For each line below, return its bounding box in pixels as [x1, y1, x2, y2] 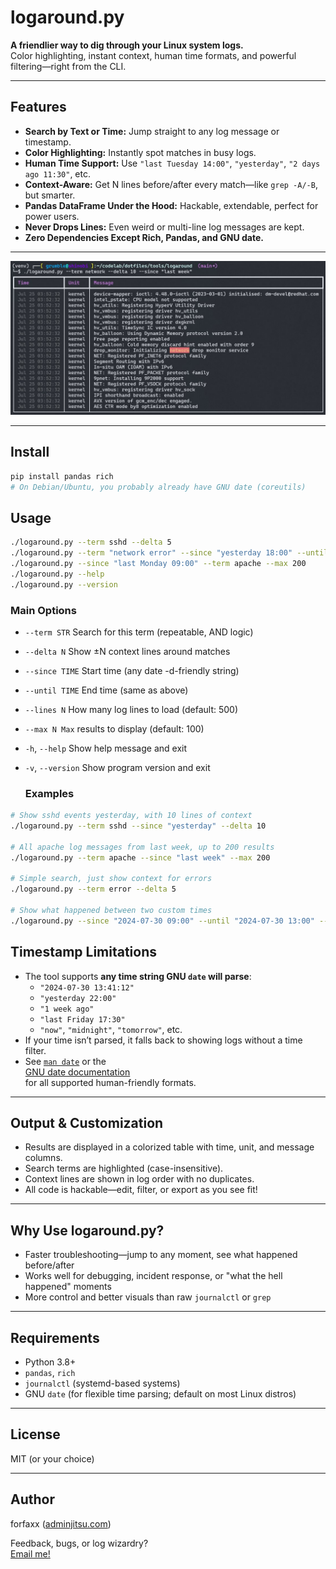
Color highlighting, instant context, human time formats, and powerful [10, 49, 297, 61]
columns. [24, 1152, 63, 1164]
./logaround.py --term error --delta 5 [10, 884, 177, 895]
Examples [24, 786, 75, 800]
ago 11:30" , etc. [24, 167, 91, 180]
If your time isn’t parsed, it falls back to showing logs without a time [24, 1034, 303, 1046]
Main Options [10, 603, 77, 617]
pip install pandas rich [10, 471, 114, 481]
